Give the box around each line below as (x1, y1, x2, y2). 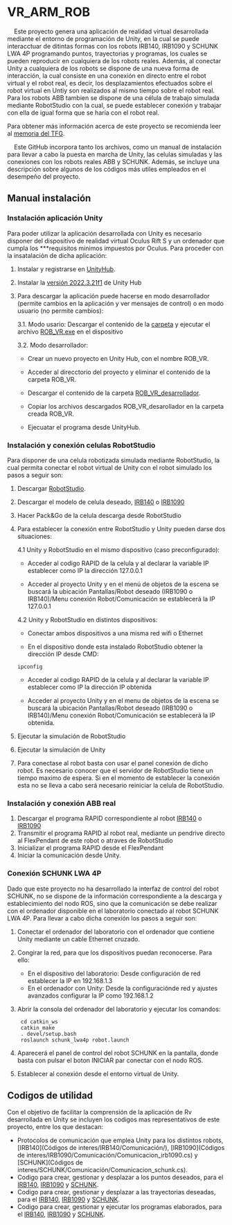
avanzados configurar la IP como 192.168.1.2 (27, 991, 154, 1000)
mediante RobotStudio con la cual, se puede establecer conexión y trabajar (7, 101, 222, 109)
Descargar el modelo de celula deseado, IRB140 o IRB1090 (17, 498, 185, 506)
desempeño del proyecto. (7, 172, 81, 181)
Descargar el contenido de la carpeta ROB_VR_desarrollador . (27, 389, 201, 397)
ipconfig (17, 663, 43, 670)
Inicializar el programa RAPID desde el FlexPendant (17, 844, 164, 852)
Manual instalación (7, 193, 91, 204)
